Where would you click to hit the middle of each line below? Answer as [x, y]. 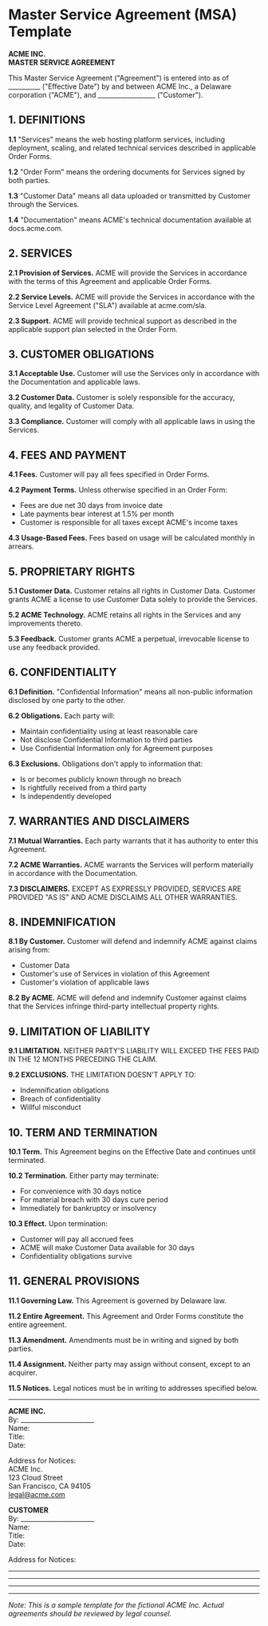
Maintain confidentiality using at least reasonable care [108, 731]
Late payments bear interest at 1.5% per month [97, 514]
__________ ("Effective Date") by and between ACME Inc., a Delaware [120, 86]
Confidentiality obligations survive [76, 1256]
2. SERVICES [41, 254]
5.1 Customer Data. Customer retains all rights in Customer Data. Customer [132, 591]
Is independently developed [65, 796]
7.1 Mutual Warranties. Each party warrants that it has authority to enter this [134, 841]
